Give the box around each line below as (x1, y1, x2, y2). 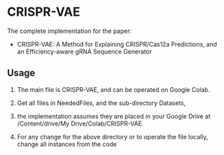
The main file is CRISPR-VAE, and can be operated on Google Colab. (16, 85, 210, 93)
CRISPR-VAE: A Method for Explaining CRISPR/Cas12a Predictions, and (16, 40, 217, 48)
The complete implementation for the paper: (7, 27, 132, 35)
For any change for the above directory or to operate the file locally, (16, 132, 208, 141)
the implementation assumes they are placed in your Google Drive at (16, 112, 211, 120)
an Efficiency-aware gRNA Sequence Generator (16, 47, 152, 56)
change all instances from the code (16, 140, 117, 148)
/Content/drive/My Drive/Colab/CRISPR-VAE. (16, 119, 144, 128)
